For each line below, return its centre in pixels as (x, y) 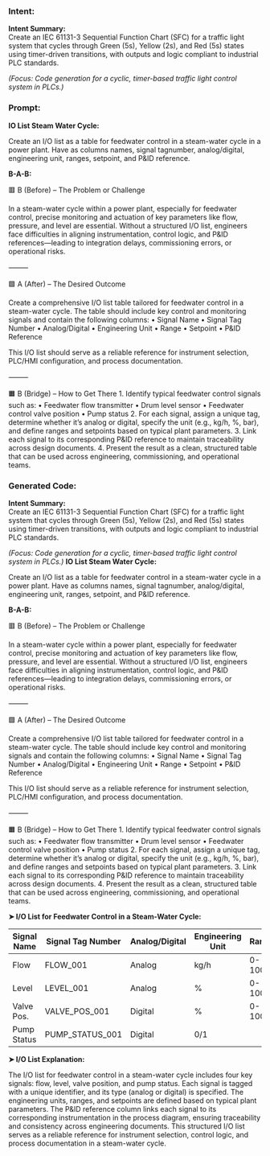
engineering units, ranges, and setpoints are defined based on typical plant (133, 1100)
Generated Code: (43, 486)
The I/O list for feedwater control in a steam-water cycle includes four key (131, 1075)
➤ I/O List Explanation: (47, 1059)
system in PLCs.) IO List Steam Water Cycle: (82, 562)
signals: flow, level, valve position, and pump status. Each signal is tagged (131, 1083)
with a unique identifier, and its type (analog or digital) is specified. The (126, 1092)
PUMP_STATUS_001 (84, 1034)
